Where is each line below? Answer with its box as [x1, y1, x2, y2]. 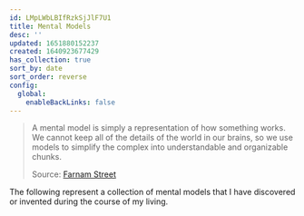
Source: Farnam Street [31, 169, 116, 180]
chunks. [31, 152, 62, 162]
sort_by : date [9, 64, 64, 74]
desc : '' [9, 30, 43, 39]
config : [9, 81, 39, 90]
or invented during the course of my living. [9, 196, 169, 207]
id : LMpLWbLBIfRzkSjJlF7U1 [9, 13, 112, 23]
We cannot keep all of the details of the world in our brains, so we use [31, 133, 293, 143]
